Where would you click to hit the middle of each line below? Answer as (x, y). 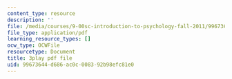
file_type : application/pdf (48, 33)
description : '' (30, 20)
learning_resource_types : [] (49, 39)
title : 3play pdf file (40, 58)
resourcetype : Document (41, 52)
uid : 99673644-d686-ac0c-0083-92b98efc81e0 (71, 65)
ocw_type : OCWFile (33, 45)
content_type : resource (41, 13)
